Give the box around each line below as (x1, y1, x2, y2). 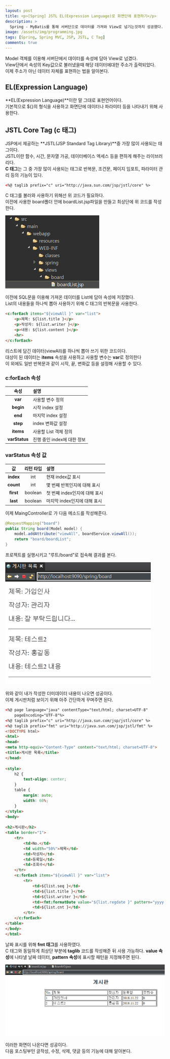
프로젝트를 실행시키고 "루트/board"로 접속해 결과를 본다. (5, 552, 116, 558)
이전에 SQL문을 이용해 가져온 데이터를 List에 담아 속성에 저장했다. (5, 294, 135, 301)
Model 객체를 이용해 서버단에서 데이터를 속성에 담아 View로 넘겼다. (5, 55, 138, 61)
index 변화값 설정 (32, 420, 67, 427)
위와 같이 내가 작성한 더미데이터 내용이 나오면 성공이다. (5, 691, 113, 697)
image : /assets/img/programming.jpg (5, 29, 82, 35)
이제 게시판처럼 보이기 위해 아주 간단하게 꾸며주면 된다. (5, 697, 113, 703)
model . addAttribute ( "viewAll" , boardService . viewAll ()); (14, 531, 137, 536)
